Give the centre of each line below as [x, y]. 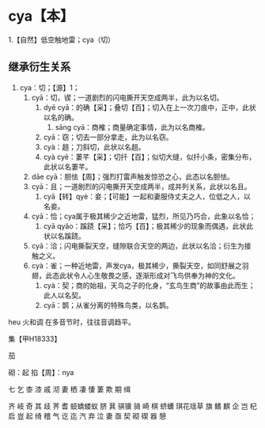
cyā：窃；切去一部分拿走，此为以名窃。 [108, 137]
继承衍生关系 [40, 67]
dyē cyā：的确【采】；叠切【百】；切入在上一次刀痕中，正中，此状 [150, 107]
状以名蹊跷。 [64, 236]
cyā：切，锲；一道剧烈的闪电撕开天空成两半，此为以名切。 [127, 97]
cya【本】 [41, 16]
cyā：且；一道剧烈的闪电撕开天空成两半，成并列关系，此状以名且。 [141, 186]
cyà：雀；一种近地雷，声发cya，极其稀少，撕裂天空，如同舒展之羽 [140, 265]
